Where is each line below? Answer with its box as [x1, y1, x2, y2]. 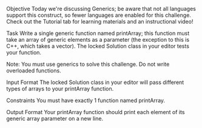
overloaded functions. [6, 67, 62, 74]
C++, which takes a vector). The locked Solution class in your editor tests [6, 42, 190, 50]
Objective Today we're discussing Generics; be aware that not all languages [6, 5, 196, 12]
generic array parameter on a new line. [6, 115, 104, 122]
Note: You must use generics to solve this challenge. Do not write [6, 60, 170, 68]
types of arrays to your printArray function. [6, 85, 114, 92]
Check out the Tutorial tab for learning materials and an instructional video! [6, 18, 194, 25]
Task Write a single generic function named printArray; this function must [6, 30, 190, 37]
